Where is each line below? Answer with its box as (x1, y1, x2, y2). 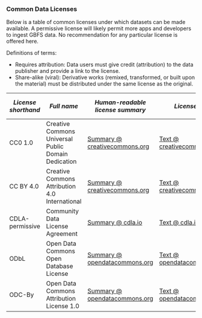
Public (46, 142, 64, 151)
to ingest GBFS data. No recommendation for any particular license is (6, 31, 178, 39)
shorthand (9, 106, 40, 114)
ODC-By (9, 291, 34, 299)
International (46, 198, 82, 206)
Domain (46, 150, 68, 158)
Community (46, 207, 79, 216)
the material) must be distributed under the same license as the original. (14, 80, 194, 87)
